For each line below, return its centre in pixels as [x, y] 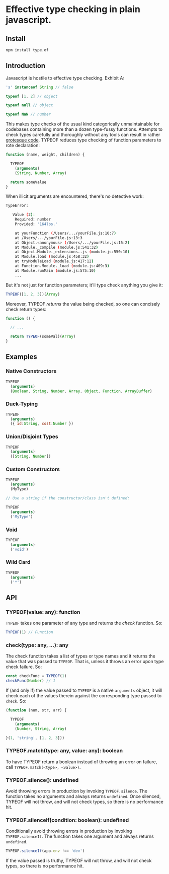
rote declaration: [23, 145]
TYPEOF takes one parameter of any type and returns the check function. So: [84, 623]
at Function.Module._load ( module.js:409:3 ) [62, 266]
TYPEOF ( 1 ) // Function [29, 632]
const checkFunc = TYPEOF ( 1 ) [36, 676]
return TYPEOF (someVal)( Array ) [43, 337]
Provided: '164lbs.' [36, 224]
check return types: [26, 309]
